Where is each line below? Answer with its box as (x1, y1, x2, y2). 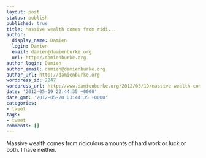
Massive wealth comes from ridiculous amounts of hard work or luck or (6, 140, 186, 147)
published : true (6, 20, 48, 26)
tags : (6, 111, 20, 118)
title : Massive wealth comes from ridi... (6, 26, 116, 32)
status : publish (6, 15, 48, 21)
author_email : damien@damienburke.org (6, 66, 105, 72)
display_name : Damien (12, 37, 67, 43)
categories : (6, 100, 37, 106)
